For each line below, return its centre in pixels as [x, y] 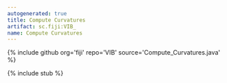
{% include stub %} [36, 73]
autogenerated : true [37, 13]
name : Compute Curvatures [45, 33]
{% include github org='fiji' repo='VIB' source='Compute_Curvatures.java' [114, 53]
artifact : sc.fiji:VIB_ [42, 26]
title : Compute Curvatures [46, 20]
